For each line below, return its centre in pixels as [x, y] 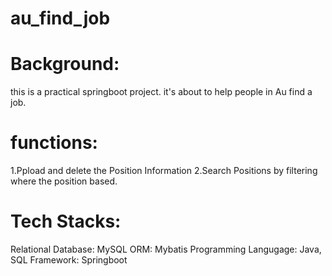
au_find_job [60, 18]
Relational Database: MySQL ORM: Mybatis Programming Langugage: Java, [166, 249]
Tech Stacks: [66, 221]
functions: [54, 143]
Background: [65, 64]
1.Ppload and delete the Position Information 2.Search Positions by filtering [164, 171]
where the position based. [64, 181]
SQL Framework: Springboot [69, 260]
